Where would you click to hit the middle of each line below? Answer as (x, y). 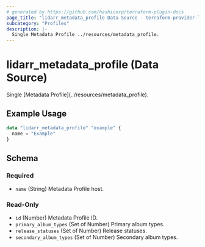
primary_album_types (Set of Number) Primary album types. (90, 224)
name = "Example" (34, 134)
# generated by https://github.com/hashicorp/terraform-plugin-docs (95, 12)
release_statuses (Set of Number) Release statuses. (81, 231)
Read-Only (23, 205)
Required (20, 176)
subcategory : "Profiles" (38, 23)
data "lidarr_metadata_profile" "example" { (64, 128)
